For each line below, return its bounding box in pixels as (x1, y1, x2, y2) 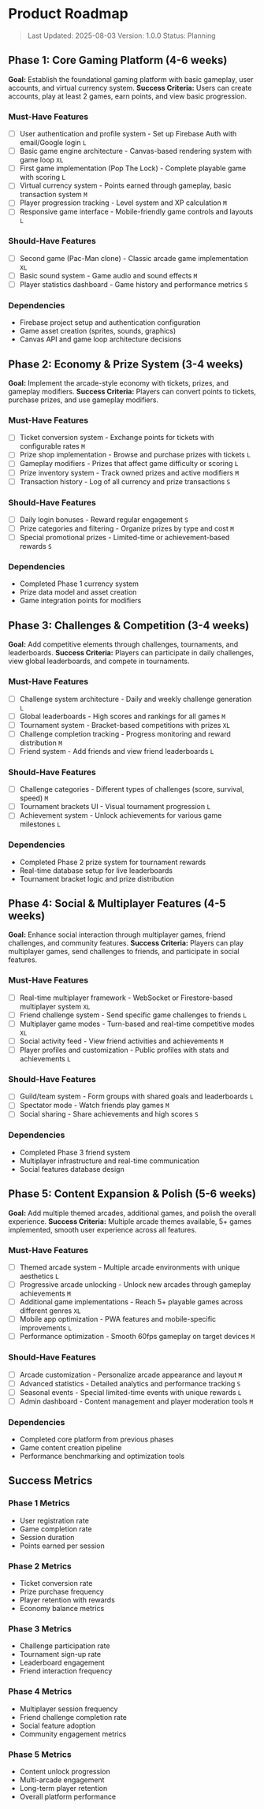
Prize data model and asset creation (19, 587, 137, 597)
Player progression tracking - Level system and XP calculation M (19, 198, 227, 207)
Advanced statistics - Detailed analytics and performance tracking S (19, 1378, 241, 1388)
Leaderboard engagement (19, 1658, 105, 1668)
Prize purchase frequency (19, 1587, 104, 1597)
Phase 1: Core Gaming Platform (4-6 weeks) (8, 54, 228, 67)
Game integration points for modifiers (19, 596, 142, 606)
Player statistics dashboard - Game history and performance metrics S (19, 279, 248, 289)
